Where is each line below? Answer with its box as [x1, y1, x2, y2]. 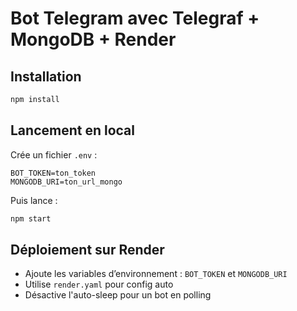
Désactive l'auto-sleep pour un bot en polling [24, 289, 212, 301]
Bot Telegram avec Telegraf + [10, 7, 260, 30]
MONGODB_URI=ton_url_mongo [10, 177, 123, 187]
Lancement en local [10, 122, 135, 139]
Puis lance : [10, 194, 58, 206]
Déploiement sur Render [10, 241, 165, 258]
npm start [10, 213, 52, 224]
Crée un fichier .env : [10, 148, 98, 161]
